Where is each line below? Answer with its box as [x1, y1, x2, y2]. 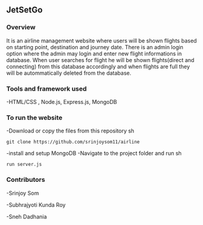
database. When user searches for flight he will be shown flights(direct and [6, 56, 194, 63]
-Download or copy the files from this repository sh [6, 127, 135, 134]
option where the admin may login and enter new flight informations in [6, 50, 182, 57]
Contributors [6, 176, 46, 184]
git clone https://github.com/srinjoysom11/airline [6, 139, 140, 145]
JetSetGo [6, 5, 43, 15]
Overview [6, 23, 36, 32]
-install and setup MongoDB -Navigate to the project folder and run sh [6, 150, 182, 157]
